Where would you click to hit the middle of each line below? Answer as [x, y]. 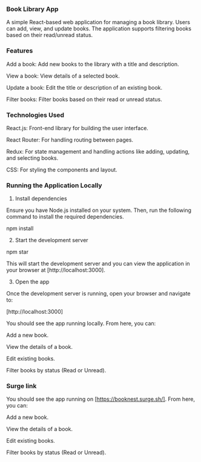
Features [20, 51]
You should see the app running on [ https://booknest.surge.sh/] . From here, [101, 399]
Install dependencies [41, 199]
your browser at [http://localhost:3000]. [56, 270]
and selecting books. [32, 158]
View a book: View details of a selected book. [63, 76]
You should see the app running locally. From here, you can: [81, 323]
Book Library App [32, 9]
